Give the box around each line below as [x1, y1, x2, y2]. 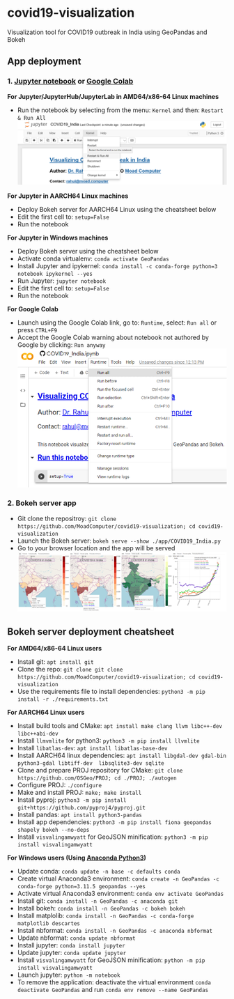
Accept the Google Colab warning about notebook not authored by [17, 333, 209, 341]
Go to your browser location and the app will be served [17, 543, 175, 552]
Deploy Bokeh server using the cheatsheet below [17, 247, 159, 255]
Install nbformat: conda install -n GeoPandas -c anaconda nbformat [17, 926, 213, 934]
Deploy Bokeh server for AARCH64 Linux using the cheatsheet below [17, 205, 217, 213]
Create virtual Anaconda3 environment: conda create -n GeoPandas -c [17, 874, 219, 883]
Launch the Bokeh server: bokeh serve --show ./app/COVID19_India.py [17, 536, 221, 545]
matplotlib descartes [17, 920, 80, 927]
